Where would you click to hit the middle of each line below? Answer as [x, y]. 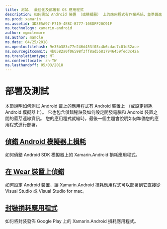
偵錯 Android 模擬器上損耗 [45, 142]
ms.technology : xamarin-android [39, 28]
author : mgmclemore [25, 33]
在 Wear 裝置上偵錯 [35, 172]
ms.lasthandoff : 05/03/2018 [34, 65]
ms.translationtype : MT [30, 56]
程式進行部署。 [25, 125]
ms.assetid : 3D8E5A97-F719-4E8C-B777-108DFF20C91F [59, 24]
